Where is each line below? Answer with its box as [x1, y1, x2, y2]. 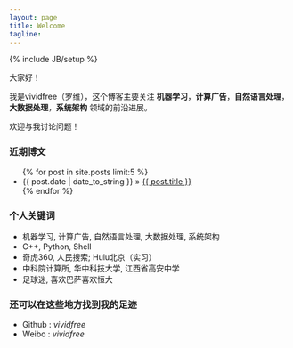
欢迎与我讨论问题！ [9, 121, 80, 132]
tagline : [9, 29, 42, 38]
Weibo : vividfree [21, 328, 85, 339]
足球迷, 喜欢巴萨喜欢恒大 [21, 273, 113, 285]
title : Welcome [9, 21, 66, 30]
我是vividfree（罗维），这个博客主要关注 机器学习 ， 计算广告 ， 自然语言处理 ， [9, 91, 289, 102]
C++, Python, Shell [21, 241, 92, 252]
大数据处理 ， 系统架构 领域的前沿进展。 [9, 102, 152, 113]
